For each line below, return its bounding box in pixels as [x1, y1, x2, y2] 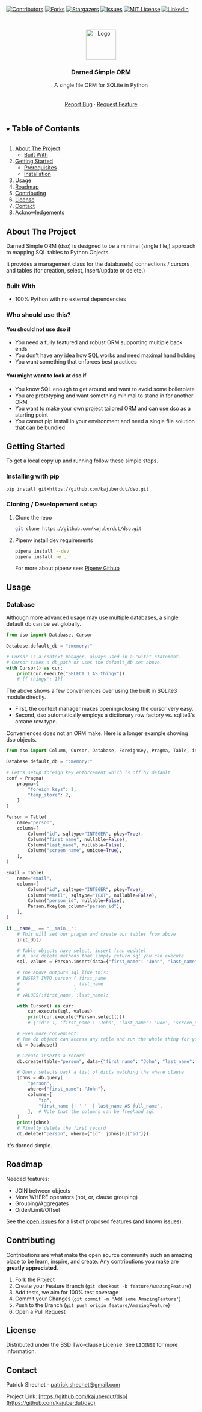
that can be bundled [14, 424, 65, 431]
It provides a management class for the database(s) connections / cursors [6, 260, 190, 268]
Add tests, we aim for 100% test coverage [14, 1288, 119, 1296]
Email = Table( [6, 870, 44, 876]
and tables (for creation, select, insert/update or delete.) [6, 266, 145, 274]
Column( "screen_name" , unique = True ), [28, 848, 122, 854]
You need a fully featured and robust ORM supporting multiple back [14, 339, 183, 346]
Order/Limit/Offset [14, 1206, 61, 1213]
